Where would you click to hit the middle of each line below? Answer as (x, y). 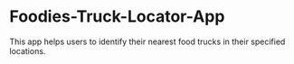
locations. (28, 50)
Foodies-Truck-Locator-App (117, 17)
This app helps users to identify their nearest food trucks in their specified (147, 41)
